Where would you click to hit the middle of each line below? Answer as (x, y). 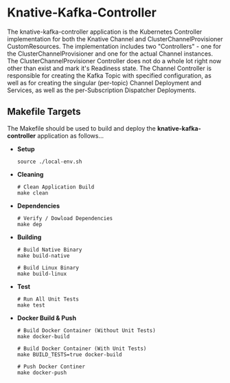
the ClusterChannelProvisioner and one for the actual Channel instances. (110, 54)
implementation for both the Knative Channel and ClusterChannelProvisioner (115, 39)
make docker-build (43, 336)
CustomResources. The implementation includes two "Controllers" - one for (114, 46)
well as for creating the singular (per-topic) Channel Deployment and (104, 83)
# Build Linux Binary (48, 267)
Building (29, 237)
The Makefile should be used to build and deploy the (81, 128)
